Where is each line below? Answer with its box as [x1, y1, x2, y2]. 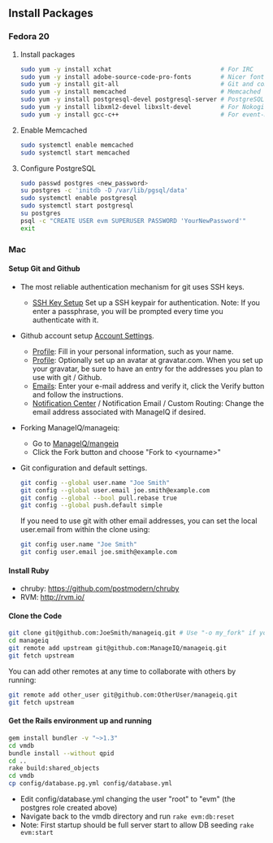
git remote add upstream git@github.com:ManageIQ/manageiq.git [8, 644, 227, 653]
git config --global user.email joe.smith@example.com [19, 486, 210, 495]
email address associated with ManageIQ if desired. [32, 407, 206, 417]
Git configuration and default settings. [19, 463, 148, 473]
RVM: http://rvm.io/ [19, 592, 85, 602]
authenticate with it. [32, 315, 99, 325]
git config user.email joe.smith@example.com [19, 548, 177, 557]
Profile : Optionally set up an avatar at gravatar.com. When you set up [32, 355, 264, 365]
